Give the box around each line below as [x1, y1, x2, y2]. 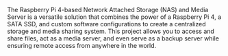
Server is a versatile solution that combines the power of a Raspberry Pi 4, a [7, 13, 222, 21]
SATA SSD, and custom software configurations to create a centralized [7, 20, 207, 28]
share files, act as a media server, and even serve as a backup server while [7, 34, 219, 43]
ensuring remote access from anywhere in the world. [7, 42, 157, 49]
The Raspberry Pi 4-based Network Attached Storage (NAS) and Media [7, 6, 209, 13]
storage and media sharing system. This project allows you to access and [7, 27, 214, 35]
